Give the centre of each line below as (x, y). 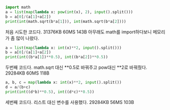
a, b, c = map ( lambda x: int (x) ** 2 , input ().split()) (64, 83)
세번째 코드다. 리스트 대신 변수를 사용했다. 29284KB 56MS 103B (70, 102)
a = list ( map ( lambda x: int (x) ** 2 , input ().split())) (64, 48)
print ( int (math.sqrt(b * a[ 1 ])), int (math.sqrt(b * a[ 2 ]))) (66, 21)
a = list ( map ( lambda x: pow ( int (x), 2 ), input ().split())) (69, 12)
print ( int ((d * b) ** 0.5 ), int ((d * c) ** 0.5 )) (50, 92)
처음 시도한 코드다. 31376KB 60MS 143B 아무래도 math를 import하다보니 (78, 32)
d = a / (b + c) (18, 87)
